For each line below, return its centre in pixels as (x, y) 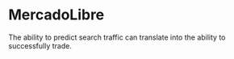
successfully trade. (40, 45)
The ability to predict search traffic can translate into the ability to (117, 37)
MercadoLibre (56, 15)
